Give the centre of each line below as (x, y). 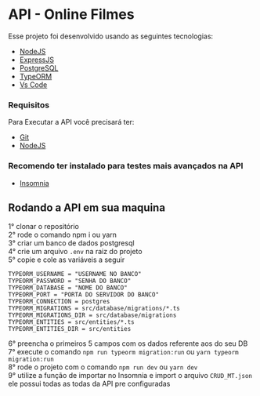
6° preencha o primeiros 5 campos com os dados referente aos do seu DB (128, 343)
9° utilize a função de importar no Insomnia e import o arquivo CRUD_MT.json (130, 376)
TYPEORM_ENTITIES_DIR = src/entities (70, 329)
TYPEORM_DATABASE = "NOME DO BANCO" (68, 288)
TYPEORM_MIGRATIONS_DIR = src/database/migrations (92, 315)
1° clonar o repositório (44, 227)
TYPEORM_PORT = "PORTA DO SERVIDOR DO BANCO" (83, 295)
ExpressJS (37, 60)
